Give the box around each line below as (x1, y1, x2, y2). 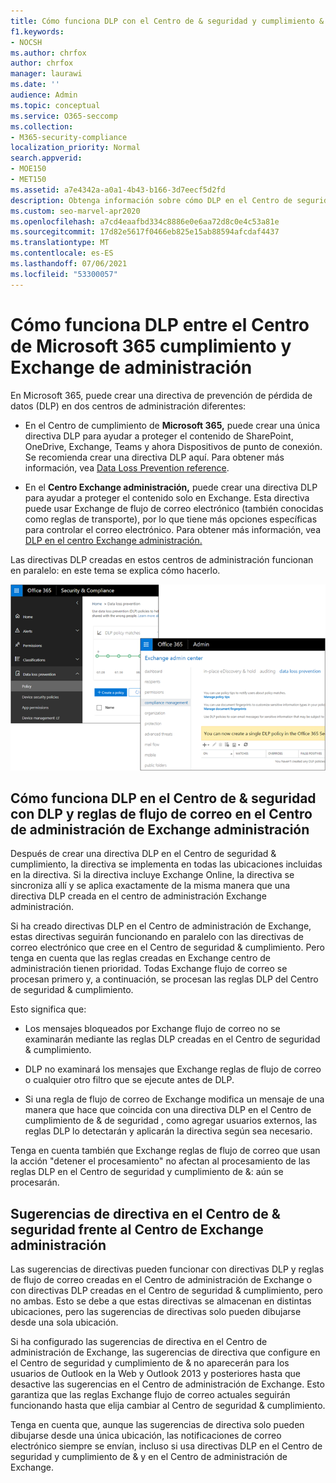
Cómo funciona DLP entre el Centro (10, 313, 310, 336)
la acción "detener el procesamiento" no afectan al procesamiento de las (10, 1155, 311, 1167)
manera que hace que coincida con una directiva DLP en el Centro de (24, 1104, 312, 1116)
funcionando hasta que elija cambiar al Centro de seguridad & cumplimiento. (10, 1400, 326, 1412)
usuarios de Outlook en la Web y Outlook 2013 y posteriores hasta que (10, 1368, 301, 1380)
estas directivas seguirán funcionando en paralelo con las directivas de (10, 931, 304, 943)
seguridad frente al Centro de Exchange (10, 1221, 264, 1238)
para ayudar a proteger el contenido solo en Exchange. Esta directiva (24, 491, 310, 504)
